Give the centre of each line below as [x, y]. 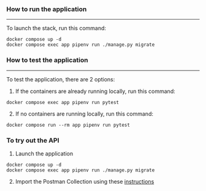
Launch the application [44, 153]
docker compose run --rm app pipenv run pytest [68, 125]
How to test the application [47, 60]
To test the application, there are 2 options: [61, 79]
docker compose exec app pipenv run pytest [63, 102]
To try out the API [33, 140]
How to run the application [47, 9]
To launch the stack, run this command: [56, 28]
